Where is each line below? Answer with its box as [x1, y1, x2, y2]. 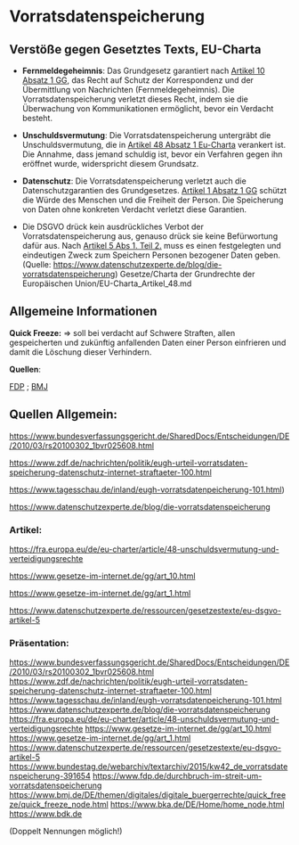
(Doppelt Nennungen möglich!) [9, 826, 123, 837]
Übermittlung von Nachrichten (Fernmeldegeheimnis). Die [21, 85, 235, 94]
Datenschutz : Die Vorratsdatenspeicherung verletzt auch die [21, 176, 246, 186]
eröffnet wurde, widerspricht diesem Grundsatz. [21, 159, 199, 168]
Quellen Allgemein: [9, 407, 118, 422]
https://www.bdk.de [9, 808, 83, 819]
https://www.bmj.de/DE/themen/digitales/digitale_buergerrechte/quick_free [9, 790, 287, 800]
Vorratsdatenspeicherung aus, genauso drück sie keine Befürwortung [21, 231, 279, 242]
